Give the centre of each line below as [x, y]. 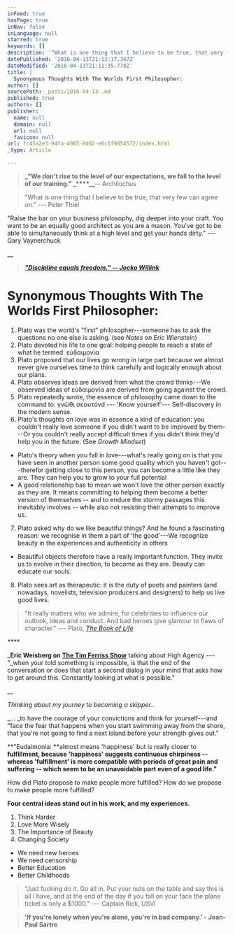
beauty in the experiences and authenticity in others [92, 543]
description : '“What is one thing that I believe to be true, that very [115, 53]
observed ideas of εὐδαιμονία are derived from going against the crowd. [122, 390]
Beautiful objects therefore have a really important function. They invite [120, 556]
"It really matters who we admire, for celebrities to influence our [116, 613]
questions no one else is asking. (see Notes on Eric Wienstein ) [107, 337]
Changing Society [43, 839]
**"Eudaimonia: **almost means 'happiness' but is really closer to [102, 746]
